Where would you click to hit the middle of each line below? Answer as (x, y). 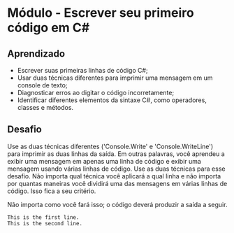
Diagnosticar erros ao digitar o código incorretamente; (96, 93)
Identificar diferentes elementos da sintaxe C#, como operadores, (112, 100)
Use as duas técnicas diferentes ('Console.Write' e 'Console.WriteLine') (110, 146)
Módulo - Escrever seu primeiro (101, 13)
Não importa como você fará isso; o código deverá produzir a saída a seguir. (117, 204)
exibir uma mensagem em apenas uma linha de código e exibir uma (104, 161)
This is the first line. (43, 217)
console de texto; (42, 85)
